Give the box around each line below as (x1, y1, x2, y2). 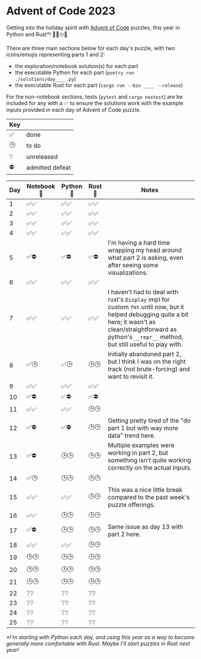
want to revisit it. (107, 372, 154, 380)
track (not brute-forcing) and (107, 365, 190, 373)
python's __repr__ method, (107, 332, 184, 341)
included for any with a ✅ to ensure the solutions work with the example (6, 99, 184, 106)
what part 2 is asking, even (107, 253, 184, 261)
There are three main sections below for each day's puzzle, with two (6, 44, 175, 51)
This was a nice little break (107, 486, 182, 494)
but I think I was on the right (107, 357, 186, 365)
